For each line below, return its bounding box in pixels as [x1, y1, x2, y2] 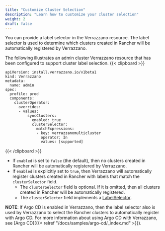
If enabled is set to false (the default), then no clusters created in [12, 157, 146, 164]
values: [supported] [40, 140, 83, 145]
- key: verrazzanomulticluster [36, 131, 101, 136]
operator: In [40, 135, 68, 140]
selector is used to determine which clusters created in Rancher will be [5, 40, 151, 46]
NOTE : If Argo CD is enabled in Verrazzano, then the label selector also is [5, 204, 156, 210]
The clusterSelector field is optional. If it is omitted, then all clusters [19, 184, 160, 190]
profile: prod [9, 91, 39, 97]
